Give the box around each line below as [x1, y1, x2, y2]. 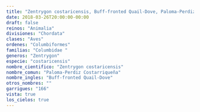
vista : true [6, 91, 36, 97]
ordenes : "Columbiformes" [6, 42, 70, 48]
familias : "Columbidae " [6, 47, 68, 53]
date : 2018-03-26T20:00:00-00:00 [6, 14, 89, 20]
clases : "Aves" [6, 36, 44, 42]
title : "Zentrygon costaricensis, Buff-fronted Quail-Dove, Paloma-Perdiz [6, 8, 196, 15]
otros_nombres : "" [6, 81, 52, 87]
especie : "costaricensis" [6, 58, 70, 64]
